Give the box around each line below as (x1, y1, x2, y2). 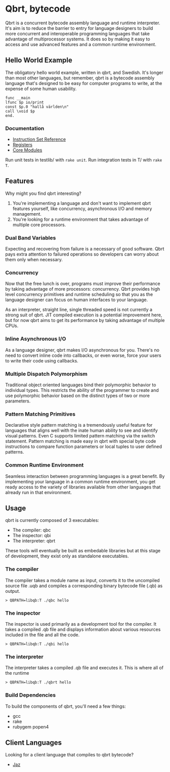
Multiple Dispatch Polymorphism (5, 370, 88, 377)
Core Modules (12, 147, 42, 153)
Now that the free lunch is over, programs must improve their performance (5, 280, 160, 287)
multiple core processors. (12, 221, 66, 228)
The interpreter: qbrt (12, 538, 56, 544)
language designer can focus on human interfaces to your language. (5, 297, 148, 303)
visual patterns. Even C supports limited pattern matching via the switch (5, 433, 155, 439)
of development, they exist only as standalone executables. (5, 553, 129, 559)
